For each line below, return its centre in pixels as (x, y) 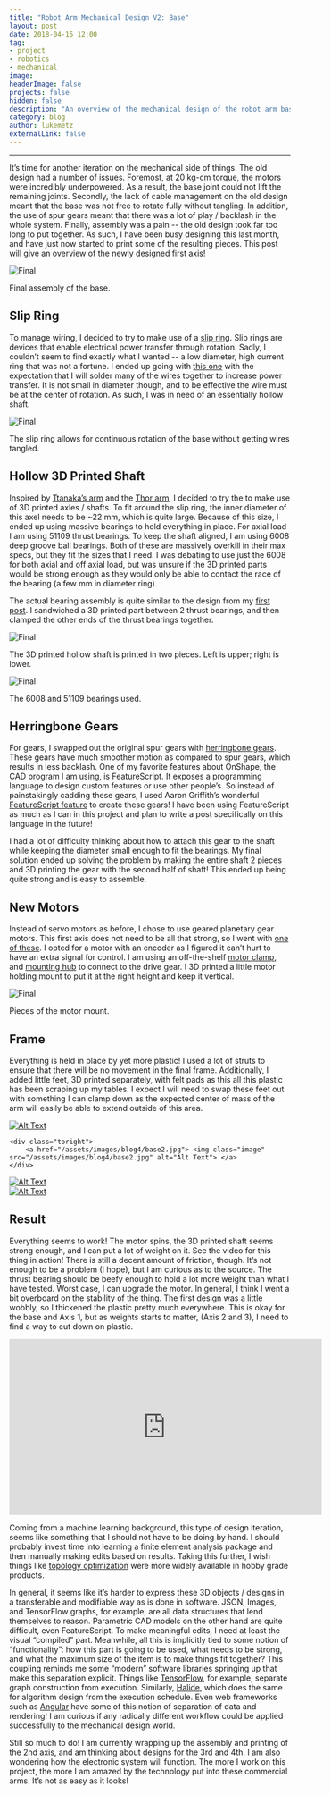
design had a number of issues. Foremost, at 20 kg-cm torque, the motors (145, 177)
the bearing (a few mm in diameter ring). (83, 583)
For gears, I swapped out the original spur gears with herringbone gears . (143, 748)
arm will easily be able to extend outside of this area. (106, 1108)
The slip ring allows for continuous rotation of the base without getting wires (149, 438)
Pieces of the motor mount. (59, 1011)
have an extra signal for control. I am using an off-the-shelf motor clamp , (143, 957)
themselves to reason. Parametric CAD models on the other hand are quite (146, 1621)
